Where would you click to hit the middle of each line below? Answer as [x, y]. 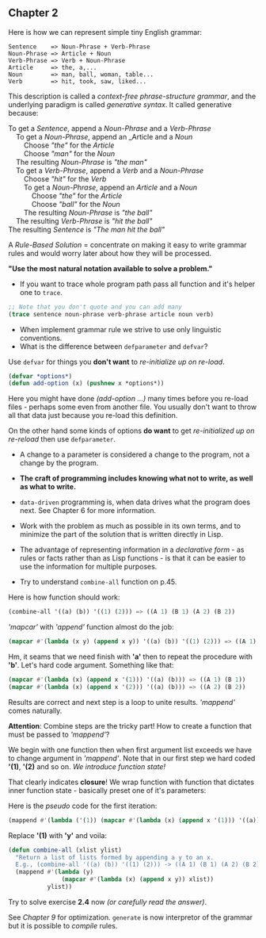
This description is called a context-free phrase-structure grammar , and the [132, 96]
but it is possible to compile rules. [63, 925]
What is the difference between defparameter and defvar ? [114, 346]
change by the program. [59, 463]
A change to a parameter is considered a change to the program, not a [135, 454]
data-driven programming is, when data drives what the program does [135, 502]
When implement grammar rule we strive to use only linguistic [120, 329]
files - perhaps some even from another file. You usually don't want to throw [133, 407]
